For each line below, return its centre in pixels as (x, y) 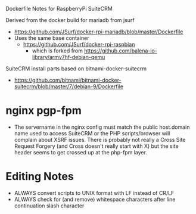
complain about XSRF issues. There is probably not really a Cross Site (100, 139)
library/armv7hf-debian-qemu (69, 57)
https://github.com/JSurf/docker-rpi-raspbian (79, 44)
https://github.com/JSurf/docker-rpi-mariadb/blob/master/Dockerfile (99, 32)
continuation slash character (49, 206)
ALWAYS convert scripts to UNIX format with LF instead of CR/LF (94, 193)
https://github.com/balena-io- (120, 51)
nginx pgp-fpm (43, 111)
